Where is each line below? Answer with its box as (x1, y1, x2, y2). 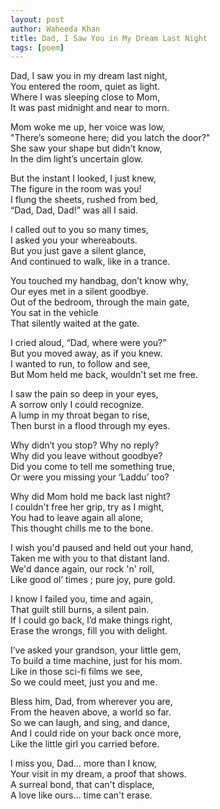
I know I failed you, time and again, (10, 593, 154, 605)
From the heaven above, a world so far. (10, 706, 172, 718)
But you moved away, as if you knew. (10, 347, 163, 360)
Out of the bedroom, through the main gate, (10, 296, 190, 308)
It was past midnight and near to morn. (10, 102, 170, 114)
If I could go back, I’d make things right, (10, 614, 173, 626)
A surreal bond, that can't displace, (10, 779, 155, 791)
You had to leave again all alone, (10, 512, 144, 524)
